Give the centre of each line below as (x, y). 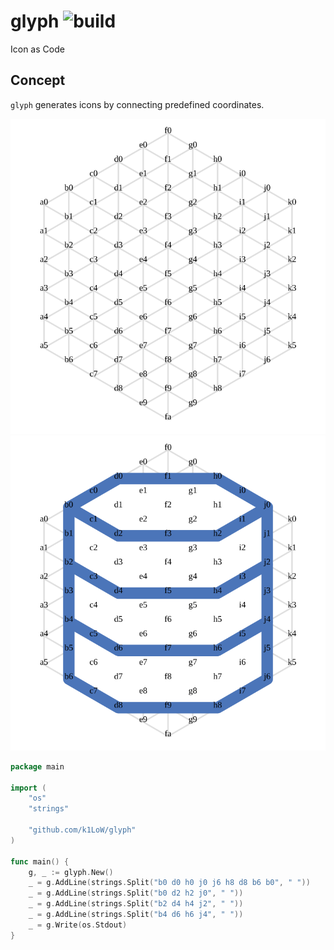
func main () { (40, 861)
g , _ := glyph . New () (71, 872)
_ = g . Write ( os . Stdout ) (78, 925)
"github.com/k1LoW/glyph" (82, 830)
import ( (28, 788)
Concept (38, 80)
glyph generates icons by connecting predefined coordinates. (137, 104)
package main (37, 766)
